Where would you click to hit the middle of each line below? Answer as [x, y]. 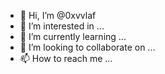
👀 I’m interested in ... [62, 26]
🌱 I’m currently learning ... [73, 36]
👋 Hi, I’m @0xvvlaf [58, 15]
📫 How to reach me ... [66, 58]
